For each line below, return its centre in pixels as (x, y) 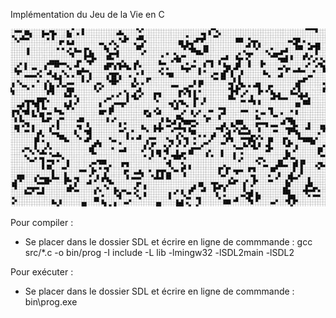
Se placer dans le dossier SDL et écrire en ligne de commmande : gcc (168, 241)
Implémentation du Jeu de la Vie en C (87, 14)
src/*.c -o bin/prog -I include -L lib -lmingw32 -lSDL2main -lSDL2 (159, 252)
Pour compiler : (42, 222)
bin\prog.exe (51, 301)
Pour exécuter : (42, 271)
